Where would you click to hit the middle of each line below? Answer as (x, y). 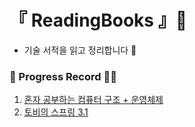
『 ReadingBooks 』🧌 (98, 20)
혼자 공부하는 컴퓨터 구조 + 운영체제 (93, 100)
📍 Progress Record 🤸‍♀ (63, 76)
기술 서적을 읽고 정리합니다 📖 (80, 50)
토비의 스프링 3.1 (56, 112)
